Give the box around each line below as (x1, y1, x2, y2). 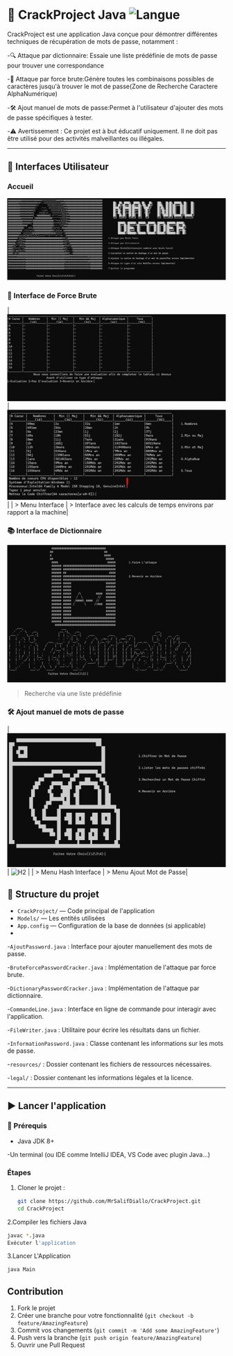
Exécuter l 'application (7, 1239, 76, 1246)
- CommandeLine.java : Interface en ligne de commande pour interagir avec (7, 1005, 217, 1013)
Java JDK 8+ (17, 1137, 55, 1145)
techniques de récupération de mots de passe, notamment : (7, 37, 178, 45)
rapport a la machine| (7, 508, 69, 517)
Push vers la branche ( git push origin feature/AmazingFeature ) (17, 1334, 202, 1342)
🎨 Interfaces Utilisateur (7, 161, 110, 173)
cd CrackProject (17, 1205, 64, 1212)
